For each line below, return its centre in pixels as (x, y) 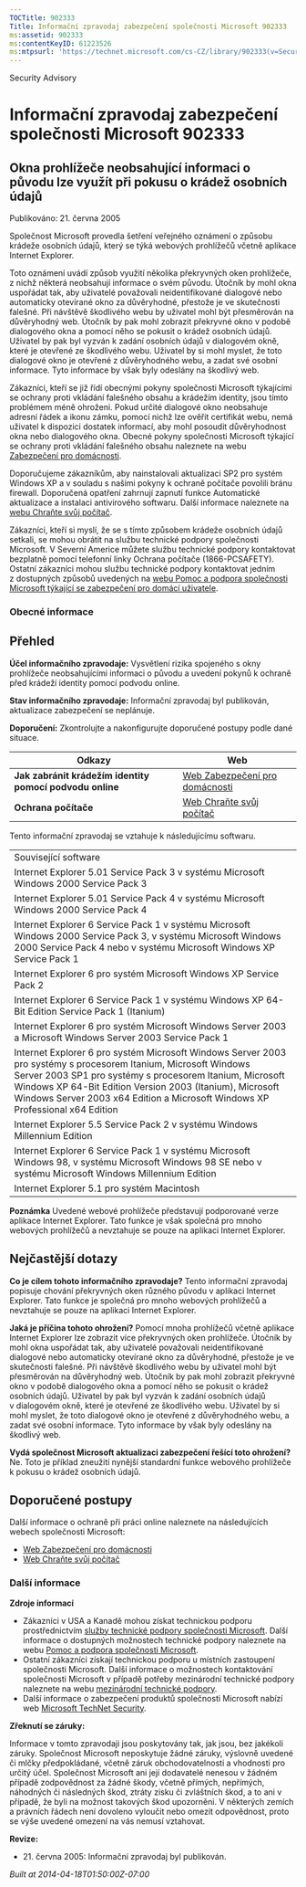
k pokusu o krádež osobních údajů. (75, 1471)
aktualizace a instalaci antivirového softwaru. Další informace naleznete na (149, 502)
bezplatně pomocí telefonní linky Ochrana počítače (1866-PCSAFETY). (142, 559)
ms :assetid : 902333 (46, 35)
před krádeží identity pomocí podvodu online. (95, 682)
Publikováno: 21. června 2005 (65, 218)
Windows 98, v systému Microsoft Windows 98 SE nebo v (138, 1162)
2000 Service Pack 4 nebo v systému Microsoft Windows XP (145, 947)
